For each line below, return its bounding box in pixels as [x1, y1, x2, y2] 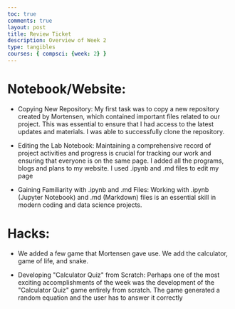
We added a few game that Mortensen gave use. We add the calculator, [17, 249, 228, 258]
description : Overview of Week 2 [7, 37, 107, 44]
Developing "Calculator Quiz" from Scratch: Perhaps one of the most [17, 270, 220, 279]
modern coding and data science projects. [17, 201, 142, 209]
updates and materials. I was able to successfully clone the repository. [17, 127, 225, 136]
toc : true [7, 10, 37, 18]
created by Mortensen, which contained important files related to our [17, 112, 221, 121]
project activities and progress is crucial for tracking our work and [17, 148, 211, 157]
